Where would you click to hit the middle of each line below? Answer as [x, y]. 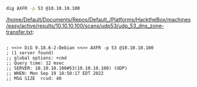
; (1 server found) [30, 53]
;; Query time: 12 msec [35, 63]
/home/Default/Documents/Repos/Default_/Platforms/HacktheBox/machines [98, 19]
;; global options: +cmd [36, 58]
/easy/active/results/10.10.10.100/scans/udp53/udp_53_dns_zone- [85, 26]
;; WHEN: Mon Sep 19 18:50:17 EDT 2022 [55, 73]
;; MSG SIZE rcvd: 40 [34, 78]
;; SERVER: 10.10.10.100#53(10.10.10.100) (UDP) [67, 68]
